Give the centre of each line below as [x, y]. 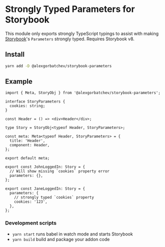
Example [19, 81]
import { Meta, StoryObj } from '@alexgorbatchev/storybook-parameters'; [83, 93]
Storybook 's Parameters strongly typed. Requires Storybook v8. [70, 39]
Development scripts [31, 223]
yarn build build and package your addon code [61, 239]
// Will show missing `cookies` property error [60, 171]
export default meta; [27, 158]
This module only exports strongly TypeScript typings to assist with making [82, 33]
